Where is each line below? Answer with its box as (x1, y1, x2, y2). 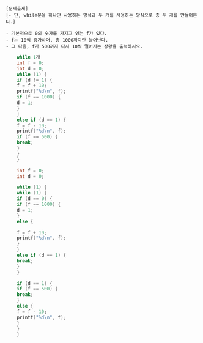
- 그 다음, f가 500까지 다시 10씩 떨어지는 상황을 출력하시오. (6, 43, 143, 50)
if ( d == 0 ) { (17, 196, 53, 202)
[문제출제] (6, 6, 29, 12)
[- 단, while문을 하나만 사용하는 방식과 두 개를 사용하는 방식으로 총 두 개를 (6, 12, 178, 18)
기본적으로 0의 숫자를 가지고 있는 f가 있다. (11, 31, 108, 37)
